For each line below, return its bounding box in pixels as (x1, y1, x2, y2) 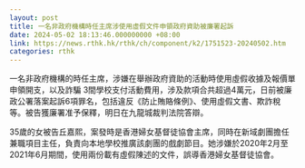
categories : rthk (9, 47, 75, 56)
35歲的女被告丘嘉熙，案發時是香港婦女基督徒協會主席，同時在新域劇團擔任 (9, 126, 290, 137)
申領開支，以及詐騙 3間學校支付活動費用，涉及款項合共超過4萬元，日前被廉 (9, 84, 292, 95)
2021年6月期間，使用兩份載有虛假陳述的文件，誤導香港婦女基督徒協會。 (9, 149, 280, 160)
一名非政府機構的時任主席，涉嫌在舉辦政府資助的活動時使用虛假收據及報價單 (9, 74, 296, 84)
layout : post (9, 13, 59, 23)
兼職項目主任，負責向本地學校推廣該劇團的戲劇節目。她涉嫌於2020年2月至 (9, 138, 289, 149)
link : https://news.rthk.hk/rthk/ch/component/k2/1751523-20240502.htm (9, 38, 286, 48)
